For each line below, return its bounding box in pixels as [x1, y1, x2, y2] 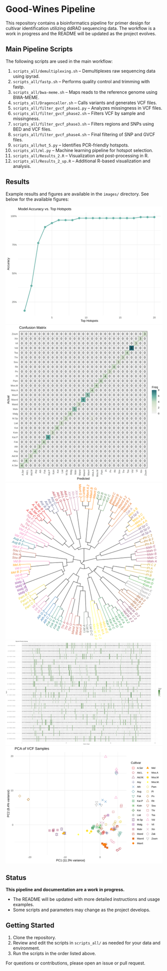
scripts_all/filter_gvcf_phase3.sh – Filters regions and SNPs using [12, 121, 154, 127]
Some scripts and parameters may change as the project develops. [12, 907, 151, 913]
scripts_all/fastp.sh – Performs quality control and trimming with [12, 78, 150, 84]
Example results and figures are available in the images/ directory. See [5, 191, 149, 197]
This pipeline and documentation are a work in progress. [5, 887, 125, 893]
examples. [12, 902, 34, 908]
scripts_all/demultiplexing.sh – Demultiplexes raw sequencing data [12, 68, 156, 74]
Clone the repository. [12, 934, 56, 940]
